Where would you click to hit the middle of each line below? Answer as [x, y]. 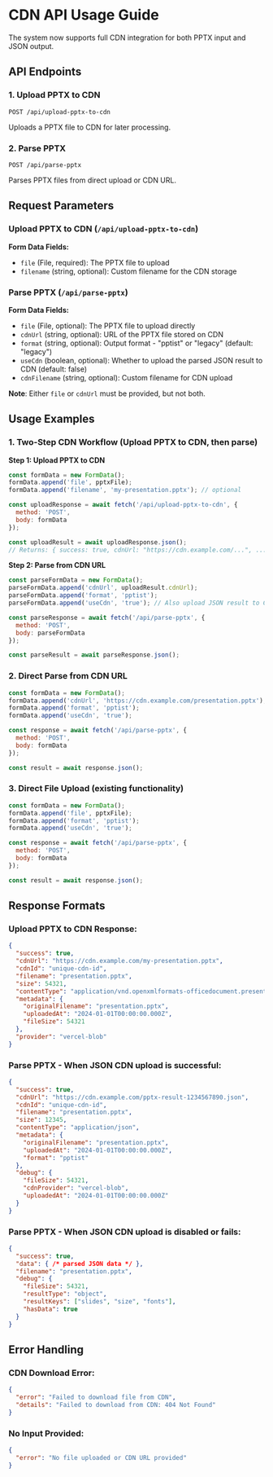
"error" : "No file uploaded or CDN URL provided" [101, 1457]
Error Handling [46, 1350]
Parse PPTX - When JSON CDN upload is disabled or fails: [125, 1232]
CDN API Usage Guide [84, 15]
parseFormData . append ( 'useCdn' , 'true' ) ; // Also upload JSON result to [134, 603]
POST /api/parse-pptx [45, 165]
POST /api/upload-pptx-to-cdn [60, 112]
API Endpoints [45, 72]
